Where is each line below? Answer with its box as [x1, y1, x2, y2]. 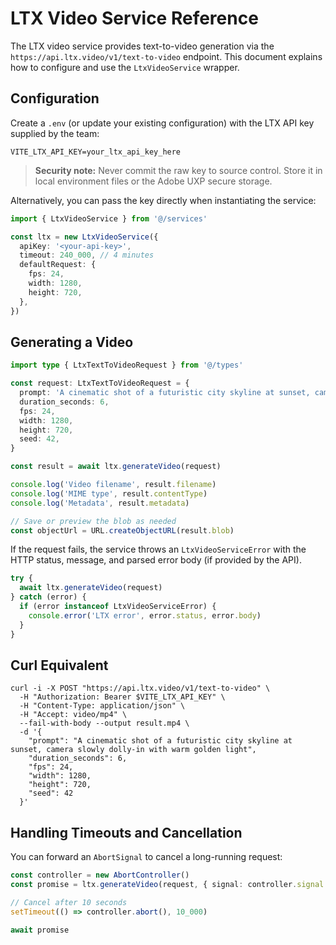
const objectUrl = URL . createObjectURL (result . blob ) [10, 525, 235, 536]
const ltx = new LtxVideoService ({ [10, 232, 159, 242]
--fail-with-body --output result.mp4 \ [19, 718, 190, 729]
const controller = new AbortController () [10, 870, 190, 881]
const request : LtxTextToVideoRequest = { [10, 378, 190, 389]
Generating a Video [10, 333, 134, 351]
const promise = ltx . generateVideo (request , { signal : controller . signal [10, 880, 325, 890]
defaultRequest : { [19, 260, 97, 270]
